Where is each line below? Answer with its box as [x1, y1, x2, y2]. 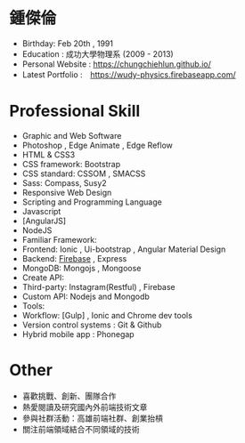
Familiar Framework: [21, 234, 98, 245]
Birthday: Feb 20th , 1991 [21, 37, 114, 49]
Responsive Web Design [21, 187, 112, 197]
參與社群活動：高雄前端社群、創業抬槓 [21, 413, 163, 423]
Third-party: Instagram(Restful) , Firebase [21, 281, 176, 292]
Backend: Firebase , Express [21, 253, 127, 263]
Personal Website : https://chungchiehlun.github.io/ [21, 59, 212, 69]
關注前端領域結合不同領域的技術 [21, 423, 140, 434]
